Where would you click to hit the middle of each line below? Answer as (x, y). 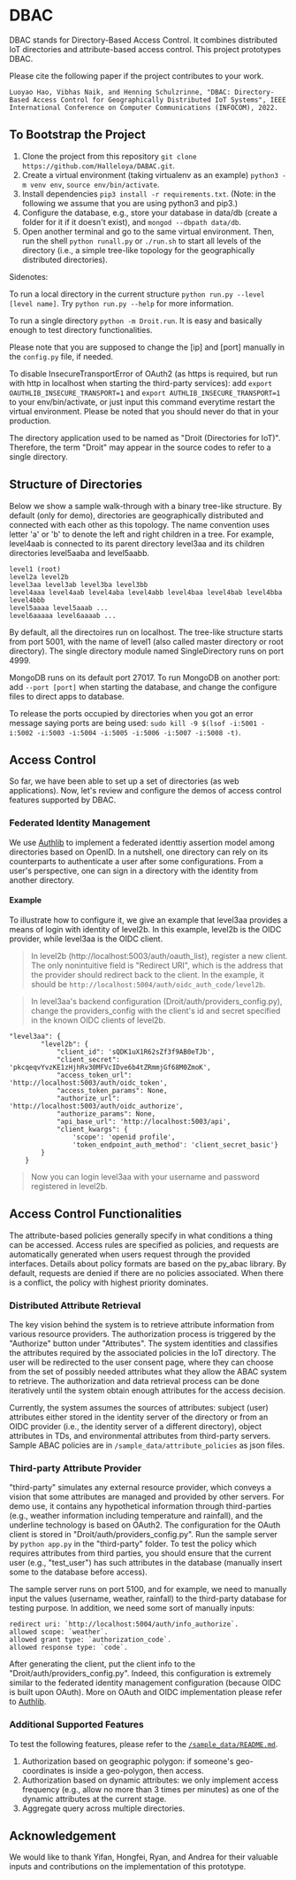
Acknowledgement (63, 1835)
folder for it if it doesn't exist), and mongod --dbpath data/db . (131, 221)
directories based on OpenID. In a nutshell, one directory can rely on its (139, 852)
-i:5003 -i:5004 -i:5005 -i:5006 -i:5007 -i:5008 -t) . (139, 732)
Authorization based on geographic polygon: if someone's (128, 1761)
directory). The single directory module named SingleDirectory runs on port (147, 651)
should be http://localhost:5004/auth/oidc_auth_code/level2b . (148, 984)
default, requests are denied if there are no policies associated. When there (147, 1273)
